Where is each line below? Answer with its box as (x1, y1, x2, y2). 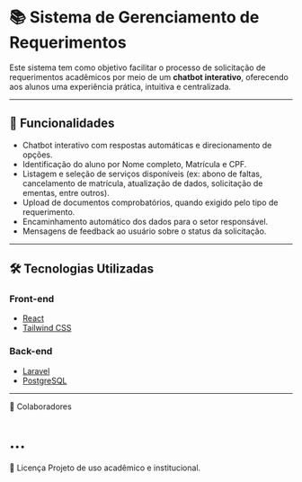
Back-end (9, 345, 53, 358)
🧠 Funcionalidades (9, 116, 115, 131)
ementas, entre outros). (22, 187, 110, 198)
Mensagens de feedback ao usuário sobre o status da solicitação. (22, 226, 267, 237)
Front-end (9, 293, 55, 306)
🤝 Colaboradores (9, 401, 72, 412)
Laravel (22, 365, 50, 376)
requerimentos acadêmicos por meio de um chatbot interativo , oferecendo (9, 71, 289, 82)
